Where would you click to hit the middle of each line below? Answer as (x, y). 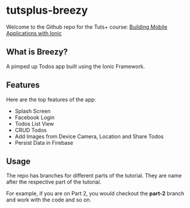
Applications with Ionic (34, 33)
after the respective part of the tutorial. (54, 182)
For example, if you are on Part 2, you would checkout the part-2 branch (95, 194)
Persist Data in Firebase (44, 142)
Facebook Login (35, 117)
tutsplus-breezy (47, 10)
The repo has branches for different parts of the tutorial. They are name (94, 176)
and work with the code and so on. (49, 200)
